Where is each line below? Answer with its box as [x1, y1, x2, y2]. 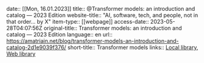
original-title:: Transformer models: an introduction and [43, 24, 183, 31]
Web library [6, 50, 36, 57]
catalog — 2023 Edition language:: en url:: [6, 31, 113, 38]
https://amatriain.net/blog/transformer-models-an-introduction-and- [6, 38, 179, 44]
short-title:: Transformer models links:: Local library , [67, 44, 198, 51]
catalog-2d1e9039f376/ [6, 44, 66, 51]
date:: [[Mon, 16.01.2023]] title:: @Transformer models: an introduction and [6, 5, 195, 12]
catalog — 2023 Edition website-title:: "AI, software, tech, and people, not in [6, 12, 198, 19]
